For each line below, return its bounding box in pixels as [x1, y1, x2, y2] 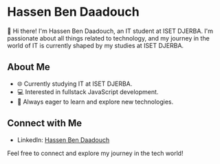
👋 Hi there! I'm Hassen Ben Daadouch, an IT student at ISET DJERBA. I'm [7, 27, 214, 35]
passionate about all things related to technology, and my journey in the [7, 34, 210, 42]
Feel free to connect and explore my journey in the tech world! [7, 149, 184, 157]
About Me [7, 61, 50, 73]
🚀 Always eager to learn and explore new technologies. [16, 97, 174, 106]
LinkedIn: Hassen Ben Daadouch [16, 135, 110, 144]
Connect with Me [7, 117, 82, 129]
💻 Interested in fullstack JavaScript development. [16, 87, 159, 96]
